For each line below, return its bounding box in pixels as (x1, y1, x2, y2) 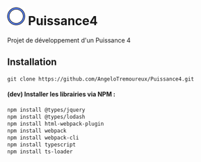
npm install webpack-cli (7, 134, 79, 141)
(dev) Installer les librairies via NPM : (7, 90, 116, 99)
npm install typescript (7, 141, 77, 148)
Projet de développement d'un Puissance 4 (7, 35, 131, 44)
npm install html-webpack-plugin (7, 120, 104, 127)
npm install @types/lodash (7, 113, 86, 120)
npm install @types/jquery (7, 106, 86, 113)
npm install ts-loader (7, 148, 73, 155)
